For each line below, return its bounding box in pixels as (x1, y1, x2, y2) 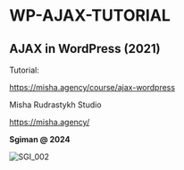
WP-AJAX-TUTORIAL (9, 5, 171, 26)
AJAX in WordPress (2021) (9, 41, 161, 56)
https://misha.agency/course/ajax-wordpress (9, 82, 176, 92)
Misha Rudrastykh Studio (9, 99, 102, 110)
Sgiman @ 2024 (9, 134, 71, 144)
